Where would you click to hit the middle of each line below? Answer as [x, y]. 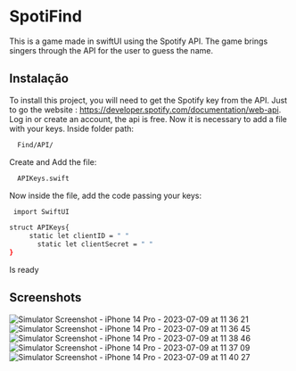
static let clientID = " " [79, 236]
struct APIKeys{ [39, 228]
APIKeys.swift [43, 178]
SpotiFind [46, 16]
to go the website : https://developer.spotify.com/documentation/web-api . [145, 110]
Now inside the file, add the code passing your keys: [106, 195]
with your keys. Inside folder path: [72, 128]
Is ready [24, 269]
